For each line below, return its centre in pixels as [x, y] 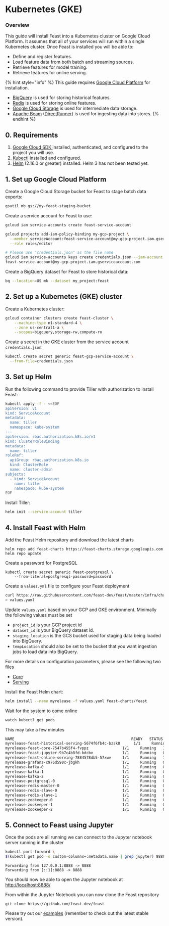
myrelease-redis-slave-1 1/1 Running [81, 795]
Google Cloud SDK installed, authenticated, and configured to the [80, 147]
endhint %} [24, 119]
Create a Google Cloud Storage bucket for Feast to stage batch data [76, 192]
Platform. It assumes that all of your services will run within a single [75, 41]
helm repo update [23, 554]
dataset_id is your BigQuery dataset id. [53, 630]
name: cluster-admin [31, 470]
